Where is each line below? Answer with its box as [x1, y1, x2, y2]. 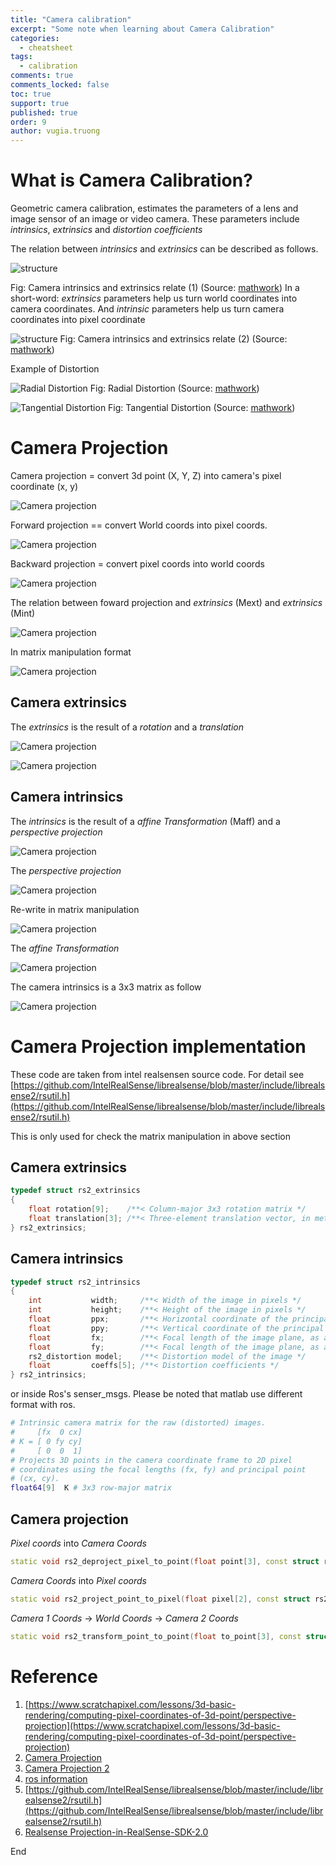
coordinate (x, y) [10, 481, 79, 492]
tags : [10, 52, 33, 62]
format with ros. [10, 1399, 76, 1411]
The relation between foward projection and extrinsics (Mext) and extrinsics [10, 597, 323, 608]
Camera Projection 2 [24, 1762, 110, 1774]
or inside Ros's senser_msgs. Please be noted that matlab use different [10, 1388, 303, 1400]
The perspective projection [10, 864, 122, 876]
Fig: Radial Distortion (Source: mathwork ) [89, 382, 260, 395]
